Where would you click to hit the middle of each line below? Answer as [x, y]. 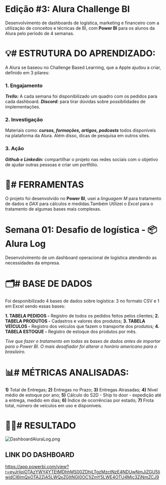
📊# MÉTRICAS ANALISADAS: [67, 372]
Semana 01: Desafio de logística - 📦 [81, 230]
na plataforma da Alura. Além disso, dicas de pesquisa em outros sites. [78, 136]
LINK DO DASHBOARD [40, 455]
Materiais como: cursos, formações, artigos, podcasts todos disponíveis [81, 130]
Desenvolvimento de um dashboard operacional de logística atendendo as [81, 257]
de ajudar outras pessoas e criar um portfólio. [52, 164]
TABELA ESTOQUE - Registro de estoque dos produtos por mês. [71, 331]
